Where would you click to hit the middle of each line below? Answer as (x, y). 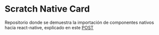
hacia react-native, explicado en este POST (49, 27)
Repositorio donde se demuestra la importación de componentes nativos (79, 22)
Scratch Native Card (47, 9)
